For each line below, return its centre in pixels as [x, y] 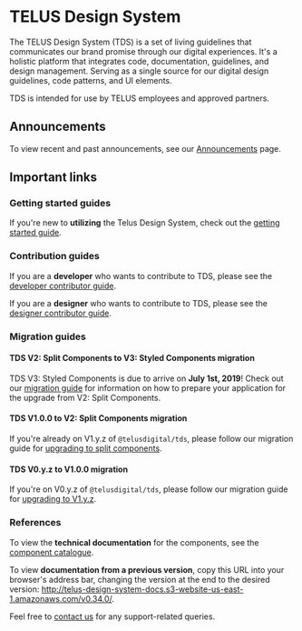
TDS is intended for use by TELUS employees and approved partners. [140, 98]
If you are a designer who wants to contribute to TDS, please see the [139, 303]
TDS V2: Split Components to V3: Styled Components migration [132, 358]
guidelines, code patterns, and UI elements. [91, 80]
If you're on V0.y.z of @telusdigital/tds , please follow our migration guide [149, 489]
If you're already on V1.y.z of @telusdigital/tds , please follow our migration [151, 439]
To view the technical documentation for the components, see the [135, 542]
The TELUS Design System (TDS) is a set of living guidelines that [131, 42]
